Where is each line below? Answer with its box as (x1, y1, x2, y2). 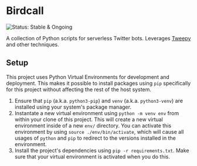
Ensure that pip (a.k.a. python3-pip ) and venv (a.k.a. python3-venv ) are (14, 97, 184, 104)
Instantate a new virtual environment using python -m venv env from (14, 109, 179, 116)
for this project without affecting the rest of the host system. (6, 86, 151, 93)
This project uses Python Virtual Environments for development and (6, 73, 170, 80)
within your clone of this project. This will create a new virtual (14, 116, 163, 123)
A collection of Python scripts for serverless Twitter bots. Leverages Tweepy (6, 34, 191, 41)
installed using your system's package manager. (14, 103, 132, 110)
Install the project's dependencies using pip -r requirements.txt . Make (14, 147, 189, 154)
